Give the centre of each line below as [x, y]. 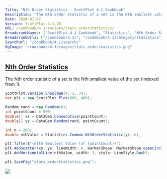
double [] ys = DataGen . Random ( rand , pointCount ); [58, 121]
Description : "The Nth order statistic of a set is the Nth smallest [79, 14]
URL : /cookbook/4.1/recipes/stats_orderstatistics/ [60, 28]
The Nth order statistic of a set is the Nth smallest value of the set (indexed [82, 79]
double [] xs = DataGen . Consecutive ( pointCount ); [56, 116]
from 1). [13, 84]
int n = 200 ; [19, 130]
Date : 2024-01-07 [23, 19]
